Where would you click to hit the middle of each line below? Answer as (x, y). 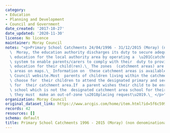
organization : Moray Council (36, 99)
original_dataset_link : (30, 104)
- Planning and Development (35, 19)
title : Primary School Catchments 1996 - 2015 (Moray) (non (70, 123)
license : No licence (27, 38)
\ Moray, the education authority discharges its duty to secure (81, 52)
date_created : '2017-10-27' (35, 29)
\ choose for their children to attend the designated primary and (83, 80)
